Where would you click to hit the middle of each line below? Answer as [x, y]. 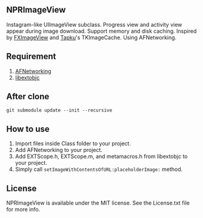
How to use [28, 129]
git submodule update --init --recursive [59, 111]
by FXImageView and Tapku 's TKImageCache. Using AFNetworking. [92, 37]
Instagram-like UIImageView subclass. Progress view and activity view [94, 24]
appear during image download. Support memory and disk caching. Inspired [101, 31]
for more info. [23, 210]
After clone [28, 97]
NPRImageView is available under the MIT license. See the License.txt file [98, 203]
